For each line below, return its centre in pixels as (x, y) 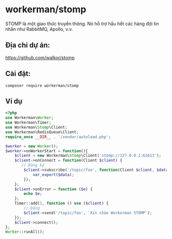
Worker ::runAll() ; (25, 232)
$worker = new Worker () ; (32, 146)
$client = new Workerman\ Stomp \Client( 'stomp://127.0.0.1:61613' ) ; (88, 156)
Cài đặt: (18, 74)
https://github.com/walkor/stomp (40, 57)
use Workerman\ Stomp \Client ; (36, 127)
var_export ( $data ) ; (53, 175)
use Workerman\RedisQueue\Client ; (42, 132)
